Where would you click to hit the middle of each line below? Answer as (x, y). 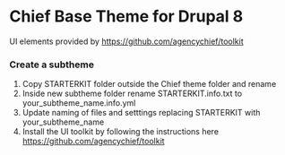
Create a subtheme (52, 65)
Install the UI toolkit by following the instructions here (121, 132)
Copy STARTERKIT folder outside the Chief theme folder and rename (149, 84)
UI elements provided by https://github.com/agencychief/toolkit (126, 41)
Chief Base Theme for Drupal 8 (126, 17)
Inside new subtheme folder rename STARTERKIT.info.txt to (132, 94)
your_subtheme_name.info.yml (79, 103)
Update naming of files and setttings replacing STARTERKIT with (141, 113)
